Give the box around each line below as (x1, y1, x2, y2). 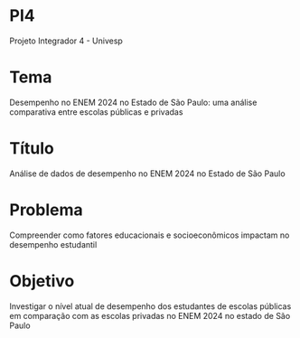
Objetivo (9, 270, 75, 291)
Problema (9, 200, 83, 220)
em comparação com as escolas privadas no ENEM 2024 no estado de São (9, 310, 291, 321)
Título (9, 138, 54, 159)
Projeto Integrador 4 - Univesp (9, 35, 124, 46)
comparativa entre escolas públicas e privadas (9, 106, 183, 117)
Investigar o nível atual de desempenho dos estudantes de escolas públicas (9, 300, 292, 312)
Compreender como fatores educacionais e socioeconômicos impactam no (9, 230, 290, 240)
